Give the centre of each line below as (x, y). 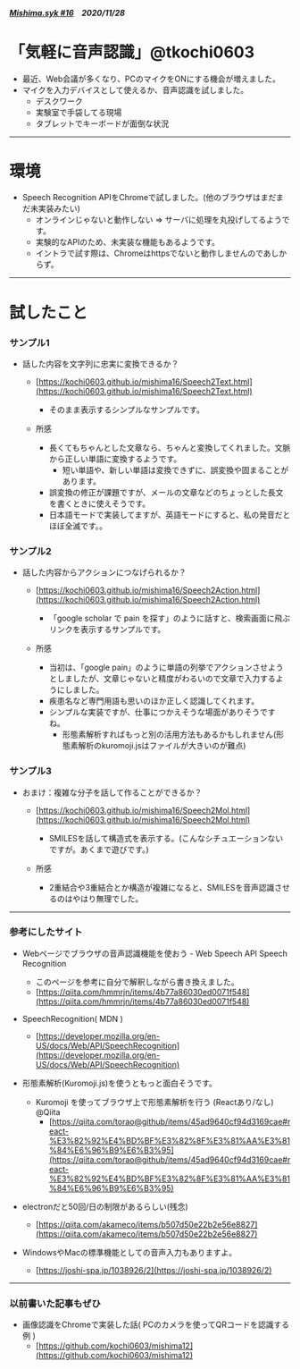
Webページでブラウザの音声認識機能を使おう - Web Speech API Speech (154, 953)
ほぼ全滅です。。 (78, 526)
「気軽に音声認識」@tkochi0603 (132, 52)
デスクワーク (59, 101)
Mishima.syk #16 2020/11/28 (67, 13)
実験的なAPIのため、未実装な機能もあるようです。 (128, 242)
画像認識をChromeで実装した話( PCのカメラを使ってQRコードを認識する (156, 1325)
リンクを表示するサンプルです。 (107, 630)
